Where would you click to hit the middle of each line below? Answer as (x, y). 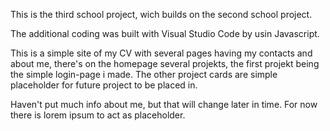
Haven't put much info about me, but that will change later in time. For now (164, 104)
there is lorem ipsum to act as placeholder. (98, 115)
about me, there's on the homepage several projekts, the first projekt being (165, 63)
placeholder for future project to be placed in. (104, 85)
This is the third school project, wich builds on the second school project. (161, 14)
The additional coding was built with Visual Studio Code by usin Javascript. (165, 33)
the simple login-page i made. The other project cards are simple (144, 74)
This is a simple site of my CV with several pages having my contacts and (161, 53)
